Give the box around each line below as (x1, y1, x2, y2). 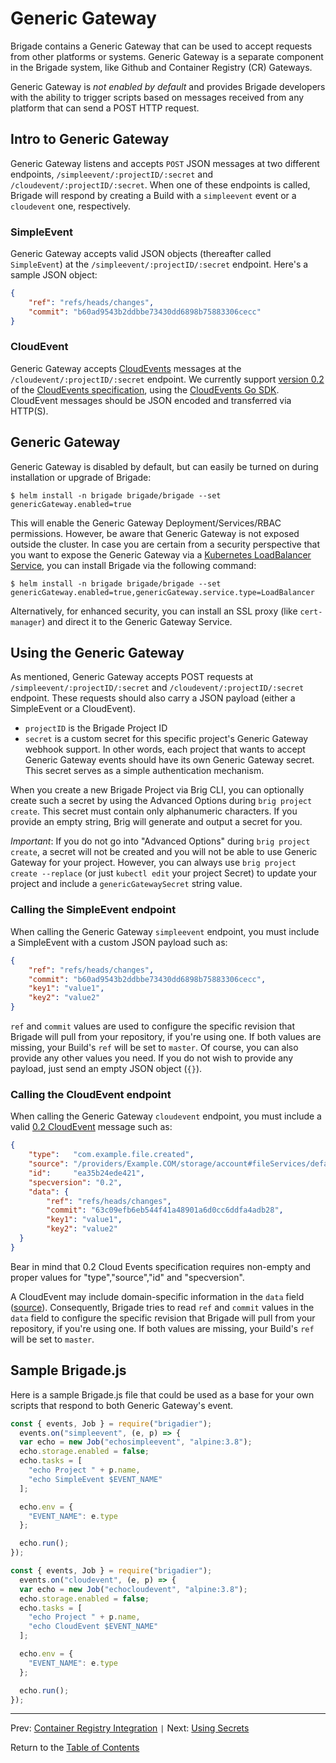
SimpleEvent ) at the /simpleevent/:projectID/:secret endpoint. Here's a (10, 258, 309, 271)
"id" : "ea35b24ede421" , (28, 1168, 145, 1178)
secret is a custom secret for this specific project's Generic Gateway (24, 733, 309, 745)
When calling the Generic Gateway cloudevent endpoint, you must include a (10, 1110, 322, 1122)
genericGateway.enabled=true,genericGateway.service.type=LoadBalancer (10, 587, 315, 597)
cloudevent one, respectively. (10, 200, 132, 212)
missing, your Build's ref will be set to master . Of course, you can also (10, 1042, 299, 1054)
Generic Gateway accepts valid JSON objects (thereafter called (10, 248, 272, 260)
